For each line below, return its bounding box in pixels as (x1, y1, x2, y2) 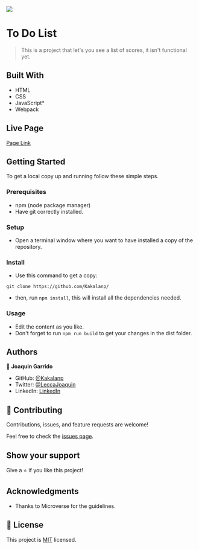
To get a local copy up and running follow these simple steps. (6, 173, 159, 180)
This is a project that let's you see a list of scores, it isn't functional (21, 46, 187, 54)
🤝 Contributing (6, 405, 63, 415)
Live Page (6, 123, 44, 133)
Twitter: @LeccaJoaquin (14, 381, 76, 388)
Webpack (14, 106, 39, 113)
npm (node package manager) (14, 201, 91, 208)
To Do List (6, 27, 57, 40)
